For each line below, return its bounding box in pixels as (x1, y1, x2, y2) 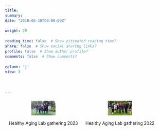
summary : (5, 13, 23, 18)
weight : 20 (5, 28, 27, 34)
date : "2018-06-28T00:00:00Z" (5, 18, 67, 23)
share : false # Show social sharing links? (5, 44, 97, 49)
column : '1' (5, 64, 29, 69)
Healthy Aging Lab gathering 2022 (85, 120, 155, 126)
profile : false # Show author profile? (5, 49, 88, 54)
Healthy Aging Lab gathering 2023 (9, 120, 78, 126)
